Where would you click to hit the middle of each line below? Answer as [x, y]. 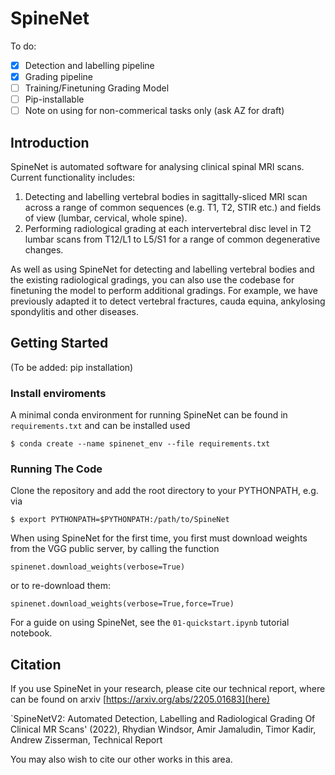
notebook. [31, 633]
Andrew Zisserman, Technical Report [86, 740]
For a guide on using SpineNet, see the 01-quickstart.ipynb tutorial [150, 623]
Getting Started [59, 343]
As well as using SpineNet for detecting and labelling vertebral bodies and [162, 269]
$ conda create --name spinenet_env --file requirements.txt [140, 444]
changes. [44, 250]
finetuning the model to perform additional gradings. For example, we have [164, 291]
